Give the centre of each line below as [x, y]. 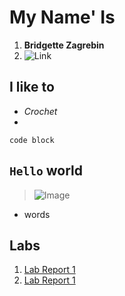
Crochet [40, 111]
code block [32, 140]
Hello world [46, 171]
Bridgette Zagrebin [64, 45]
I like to [32, 87]
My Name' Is [62, 17]
